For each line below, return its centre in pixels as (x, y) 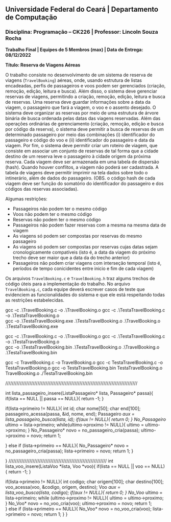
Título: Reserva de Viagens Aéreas (43, 65)
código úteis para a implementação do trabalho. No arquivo (68, 284)
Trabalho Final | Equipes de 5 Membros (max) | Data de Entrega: (74, 50)
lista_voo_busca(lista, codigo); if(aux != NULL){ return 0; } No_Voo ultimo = (84, 492)
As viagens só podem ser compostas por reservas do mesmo (77, 236)
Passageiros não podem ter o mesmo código (60, 209)
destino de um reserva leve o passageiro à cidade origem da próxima (78, 156)
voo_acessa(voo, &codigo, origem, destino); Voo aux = (63, 487)
